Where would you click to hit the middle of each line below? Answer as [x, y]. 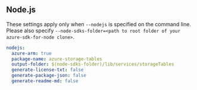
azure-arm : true [32, 53]
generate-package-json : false [49, 76]
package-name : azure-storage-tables [57, 59]
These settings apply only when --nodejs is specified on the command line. [99, 24]
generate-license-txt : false [48, 70]
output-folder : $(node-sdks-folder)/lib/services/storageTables [93, 64]
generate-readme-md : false [45, 81]
